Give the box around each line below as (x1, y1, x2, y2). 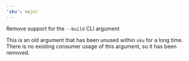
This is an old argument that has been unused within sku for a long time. (6, 36, 184, 43)
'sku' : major (6, 8, 39, 15)
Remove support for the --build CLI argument (6, 25, 120, 32)
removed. (6, 49, 30, 56)
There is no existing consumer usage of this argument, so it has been (6, 43, 177, 50)
